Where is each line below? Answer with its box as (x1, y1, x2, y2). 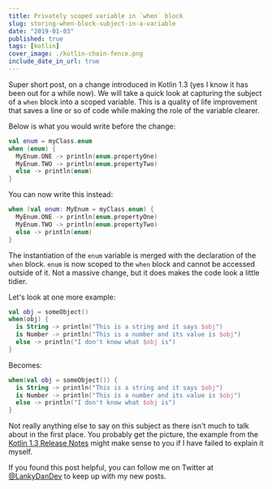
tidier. (8, 276, 28, 286)
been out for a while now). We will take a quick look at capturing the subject (8, 88, 262, 98)
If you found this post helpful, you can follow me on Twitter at (8, 463, 214, 473)
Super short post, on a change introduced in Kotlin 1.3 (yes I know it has (8, 79, 249, 90)
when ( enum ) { (8, 144, 57, 153)
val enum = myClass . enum (8, 137, 93, 145)
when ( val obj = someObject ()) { (8, 376, 118, 384)
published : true (8, 34, 63, 43)
